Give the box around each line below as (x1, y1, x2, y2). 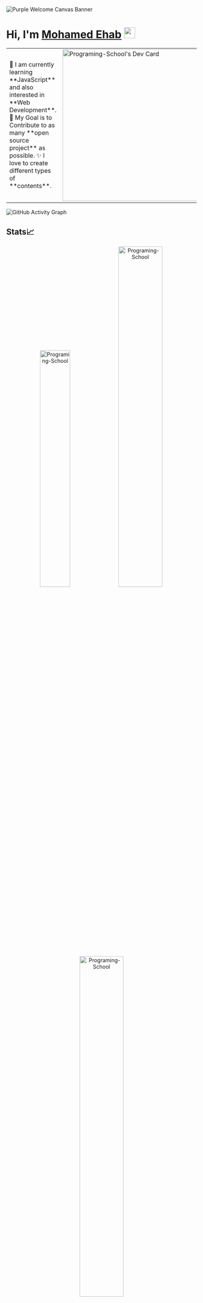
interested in (9, 90, 45, 99)
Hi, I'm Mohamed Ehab (6, 28, 122, 42)
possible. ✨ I (9, 151, 45, 160)
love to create (9, 158, 48, 167)
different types (9, 166, 51, 175)
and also (9, 82, 34, 91)
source (9, 136, 29, 144)
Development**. (9, 106, 57, 114)
